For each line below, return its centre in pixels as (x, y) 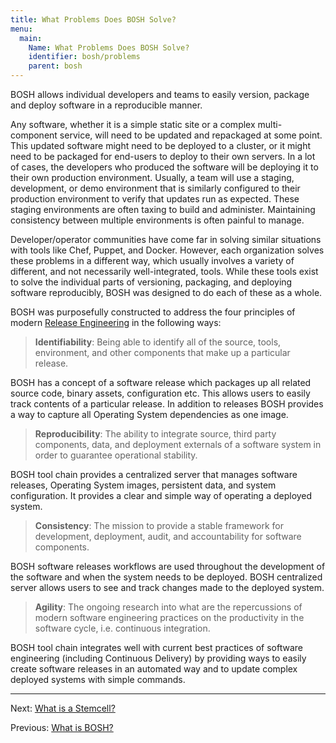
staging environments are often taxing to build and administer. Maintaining (163, 209)
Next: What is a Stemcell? (63, 708)
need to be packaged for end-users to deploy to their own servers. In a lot (163, 156)
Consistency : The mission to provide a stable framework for (159, 525)
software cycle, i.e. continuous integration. (122, 628)
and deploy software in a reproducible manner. (106, 105)
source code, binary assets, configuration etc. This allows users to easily (160, 393)
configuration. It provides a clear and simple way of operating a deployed (161, 495)
